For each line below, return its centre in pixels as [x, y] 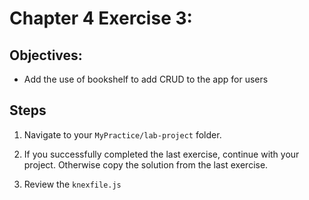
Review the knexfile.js [72, 184]
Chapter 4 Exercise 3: [101, 18]
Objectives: [46, 55]
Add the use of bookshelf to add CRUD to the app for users [146, 79]
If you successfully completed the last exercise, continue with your [161, 154]
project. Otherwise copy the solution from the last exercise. [146, 164]
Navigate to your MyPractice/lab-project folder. [122, 134]
